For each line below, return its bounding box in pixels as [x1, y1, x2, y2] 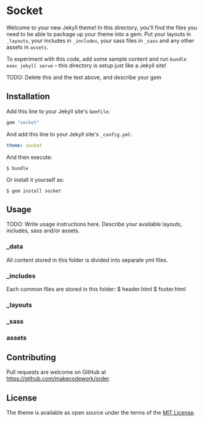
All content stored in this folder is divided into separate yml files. [6, 256, 168, 264]
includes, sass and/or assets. [6, 227, 80, 234]
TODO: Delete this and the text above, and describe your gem [6, 73, 162, 81]
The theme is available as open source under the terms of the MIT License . [6, 409, 196, 416]
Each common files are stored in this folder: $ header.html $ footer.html [6, 285, 186, 292]
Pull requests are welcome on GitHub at [6, 368, 106, 376]
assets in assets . [6, 43, 49, 51]
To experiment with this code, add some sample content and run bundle [6, 55, 186, 62]
